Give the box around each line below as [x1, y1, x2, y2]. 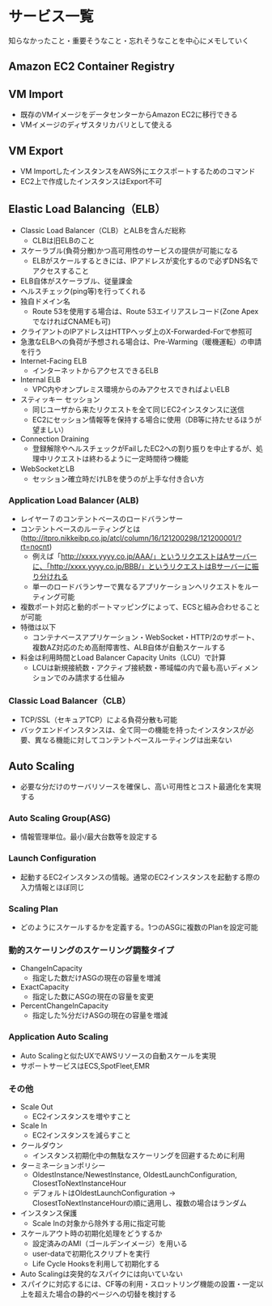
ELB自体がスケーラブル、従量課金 [19, 276, 134, 286]
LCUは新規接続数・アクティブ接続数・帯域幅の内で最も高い [32, 663, 231, 673]
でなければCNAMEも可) [32, 317, 112, 326]
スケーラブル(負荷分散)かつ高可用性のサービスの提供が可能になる [19, 245, 239, 255]
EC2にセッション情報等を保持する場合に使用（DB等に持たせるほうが [32, 415, 262, 424]
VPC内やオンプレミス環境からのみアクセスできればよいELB [32, 384, 230, 394]
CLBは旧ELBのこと [32, 236, 96, 245]
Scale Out [19, 1102, 53, 1112]
